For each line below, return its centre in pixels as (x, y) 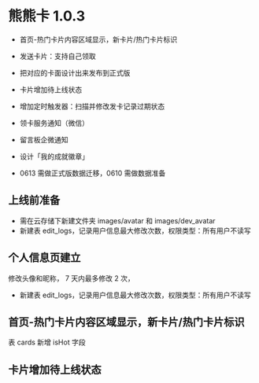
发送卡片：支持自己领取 (57, 56)
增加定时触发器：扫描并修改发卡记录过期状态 (92, 106)
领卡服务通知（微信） (54, 123)
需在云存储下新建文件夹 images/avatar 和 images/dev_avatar (117, 220)
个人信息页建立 (44, 258)
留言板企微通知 (44, 139)
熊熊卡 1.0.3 (47, 16)
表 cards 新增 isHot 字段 (47, 342)
